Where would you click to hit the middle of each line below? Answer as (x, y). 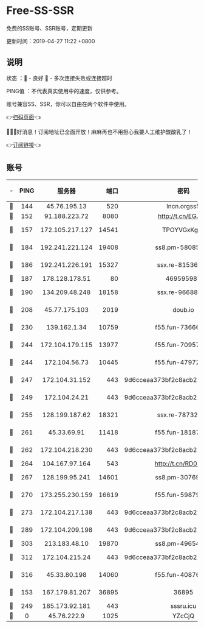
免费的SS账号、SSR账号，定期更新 (49, 28)
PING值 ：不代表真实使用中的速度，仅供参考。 (64, 91)
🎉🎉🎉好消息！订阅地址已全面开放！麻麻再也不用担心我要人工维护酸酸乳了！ (99, 132)
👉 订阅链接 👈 (24, 144)
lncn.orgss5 (183, 206)
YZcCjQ (183, 616)
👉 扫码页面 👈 (24, 117)
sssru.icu (183, 605)
